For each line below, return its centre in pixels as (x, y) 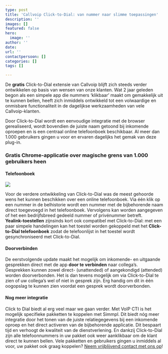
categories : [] (21, 61)
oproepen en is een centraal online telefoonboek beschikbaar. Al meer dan (82, 132)
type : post (17, 10)
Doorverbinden (21, 248)
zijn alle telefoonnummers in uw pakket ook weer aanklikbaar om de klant (81, 335)
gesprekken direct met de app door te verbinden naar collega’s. (72, 265)
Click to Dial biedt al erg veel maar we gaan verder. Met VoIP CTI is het (78, 309)
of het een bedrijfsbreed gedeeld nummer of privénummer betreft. (74, 215)
